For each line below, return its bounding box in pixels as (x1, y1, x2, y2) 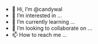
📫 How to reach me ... (11, 32, 67, 38)
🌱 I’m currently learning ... (11, 18, 75, 25)
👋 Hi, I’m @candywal (11, 6, 63, 12)
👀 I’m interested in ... (11, 12, 62, 19)
